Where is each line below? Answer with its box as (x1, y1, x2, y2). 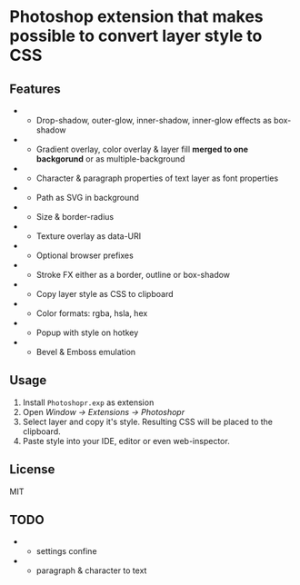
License (9, 461, 55, 478)
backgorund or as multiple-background (35, 154, 185, 164)
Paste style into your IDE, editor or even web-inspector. (22, 435, 230, 446)
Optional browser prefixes (35, 250, 134, 261)
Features (9, 81, 61, 96)
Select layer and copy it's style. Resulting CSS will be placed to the (22, 416, 274, 427)
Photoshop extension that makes (9, 6, 264, 27)
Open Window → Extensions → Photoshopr (22, 406, 185, 417)
